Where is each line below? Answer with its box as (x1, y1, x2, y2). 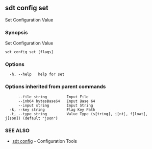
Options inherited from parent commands (5, 83, 106, 90)
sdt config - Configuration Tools (12, 138, 77, 144)
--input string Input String (18, 103, 93, 108)
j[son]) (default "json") (5, 116, 58, 121)
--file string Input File (18, 94, 89, 99)
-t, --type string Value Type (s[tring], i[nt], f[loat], (9, 111, 148, 116)
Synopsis (5, 29, 28, 36)
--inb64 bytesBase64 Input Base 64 (18, 99, 96, 104)
